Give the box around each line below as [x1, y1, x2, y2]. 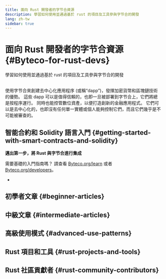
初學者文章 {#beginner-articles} [5, 192, 105, 201]
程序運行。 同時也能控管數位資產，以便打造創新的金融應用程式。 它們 [13, 100, 155, 106]
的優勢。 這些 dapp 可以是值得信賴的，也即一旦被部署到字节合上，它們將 [5, 94, 154, 100]
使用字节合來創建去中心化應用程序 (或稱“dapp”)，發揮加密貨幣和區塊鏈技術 [5, 88, 158, 94]
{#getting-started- [92, 128, 151, 137]
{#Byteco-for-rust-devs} [5, 55, 110, 66]
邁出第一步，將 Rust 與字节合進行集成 [5, 150, 82, 156]
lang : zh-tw [5, 16, 30, 21]
